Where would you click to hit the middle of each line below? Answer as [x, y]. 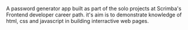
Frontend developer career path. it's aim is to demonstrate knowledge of [94, 15]
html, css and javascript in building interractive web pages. [77, 21]
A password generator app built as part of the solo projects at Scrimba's [94, 9]
